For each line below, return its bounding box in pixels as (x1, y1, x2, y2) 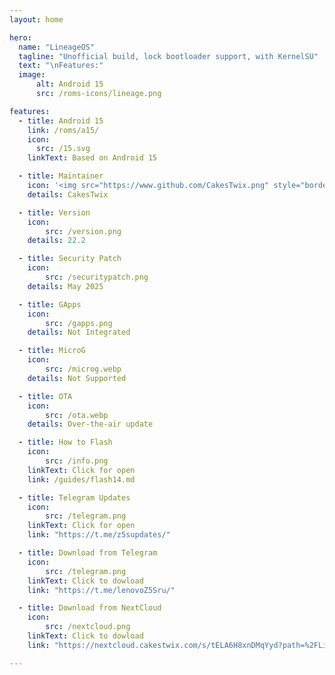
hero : (9, 32, 32, 43)
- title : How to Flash (18, 437, 113, 448)
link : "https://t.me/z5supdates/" (27, 530, 171, 540)
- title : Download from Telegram (18, 548, 158, 558)
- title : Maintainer (18, 171, 104, 181)
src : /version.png (45, 226, 122, 236)
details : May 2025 (27, 281, 104, 291)
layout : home (9, 14, 64, 25)
